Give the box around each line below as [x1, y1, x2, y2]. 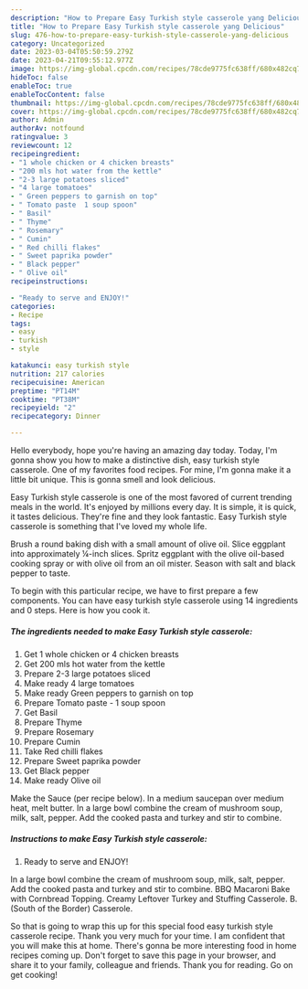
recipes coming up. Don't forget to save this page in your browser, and [10, 950, 277, 961]
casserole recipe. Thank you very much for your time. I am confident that [10, 930, 286, 941]
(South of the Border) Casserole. [10, 902, 133, 914]
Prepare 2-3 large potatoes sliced [23, 668, 151, 679]
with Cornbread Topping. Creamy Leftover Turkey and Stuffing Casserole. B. [10, 893, 298, 904]
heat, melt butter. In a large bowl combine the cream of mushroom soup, [10, 802, 282, 814]
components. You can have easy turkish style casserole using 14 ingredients [10, 595, 299, 606]
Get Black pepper [23, 765, 90, 776]
